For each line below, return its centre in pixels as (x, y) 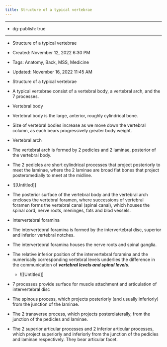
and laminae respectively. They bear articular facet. (65, 339)
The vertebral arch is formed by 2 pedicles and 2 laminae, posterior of (84, 150)
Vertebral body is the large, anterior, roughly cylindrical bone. (75, 115)
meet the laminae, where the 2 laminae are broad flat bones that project (86, 170)
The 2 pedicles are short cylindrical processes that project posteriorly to (86, 165)
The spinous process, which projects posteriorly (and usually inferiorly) (85, 299)
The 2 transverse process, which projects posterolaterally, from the (81, 314)
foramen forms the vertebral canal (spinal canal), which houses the (81, 205)
